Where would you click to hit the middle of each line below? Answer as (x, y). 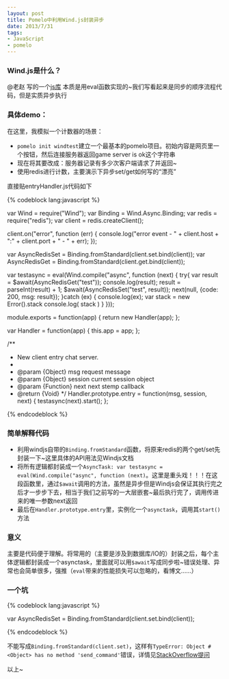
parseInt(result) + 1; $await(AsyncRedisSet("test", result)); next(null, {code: (113, 289)
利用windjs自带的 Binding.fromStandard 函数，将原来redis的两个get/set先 (119, 449)
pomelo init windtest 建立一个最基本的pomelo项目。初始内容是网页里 (115, 145)
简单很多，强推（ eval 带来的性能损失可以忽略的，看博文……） (111, 571)
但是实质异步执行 (43, 95)
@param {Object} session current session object (86, 379)
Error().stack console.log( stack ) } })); (61, 304)
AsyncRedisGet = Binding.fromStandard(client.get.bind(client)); (96, 261)
